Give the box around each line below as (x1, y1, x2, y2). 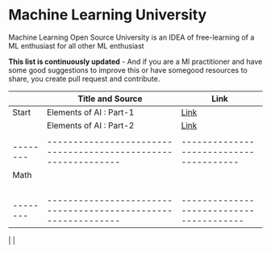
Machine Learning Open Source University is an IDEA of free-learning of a (8, 32, 255, 42)
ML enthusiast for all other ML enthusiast (8, 40, 144, 50)
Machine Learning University (8, 6, 207, 24)
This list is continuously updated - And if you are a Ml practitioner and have (8, 57, 263, 66)
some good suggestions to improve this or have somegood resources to (8, 65, 248, 74)
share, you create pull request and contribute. (8, 74, 161, 83)
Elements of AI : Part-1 (47, 107, 135, 118)
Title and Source (77, 93, 143, 104)
